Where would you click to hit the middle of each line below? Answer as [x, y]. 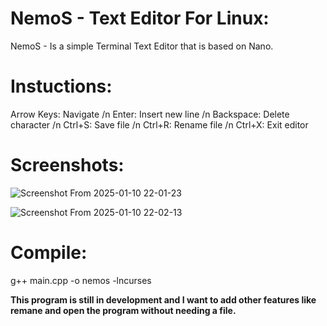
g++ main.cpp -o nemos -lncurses [81, 280]
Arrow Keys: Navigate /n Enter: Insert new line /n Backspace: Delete [150, 114]
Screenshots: [67, 165]
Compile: [49, 253]
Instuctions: [61, 86]
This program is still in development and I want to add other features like [163, 299]
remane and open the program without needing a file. [123, 310]
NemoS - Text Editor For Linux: [140, 18]
